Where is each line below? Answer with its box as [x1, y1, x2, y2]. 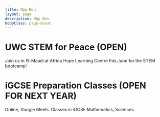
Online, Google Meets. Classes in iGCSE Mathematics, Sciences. [5, 107, 136, 113]
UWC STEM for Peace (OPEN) [5, 42, 127, 53]
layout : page [5, 12, 32, 17]
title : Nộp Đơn [5, 7, 36, 12]
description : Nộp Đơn [5, 16, 49, 21]
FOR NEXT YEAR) [5, 91, 77, 101]
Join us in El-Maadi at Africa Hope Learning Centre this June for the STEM [5, 58, 156, 64]
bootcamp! [5, 63, 27, 69]
